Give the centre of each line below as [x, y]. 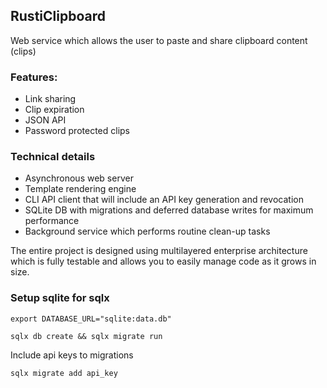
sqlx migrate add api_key [64, 373]
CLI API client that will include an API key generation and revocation [164, 200]
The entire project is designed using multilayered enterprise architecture [159, 251]
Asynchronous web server [79, 178]
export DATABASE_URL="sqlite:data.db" [91, 319]
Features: [34, 77]
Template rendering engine [80, 189]
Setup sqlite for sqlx [60, 298]
